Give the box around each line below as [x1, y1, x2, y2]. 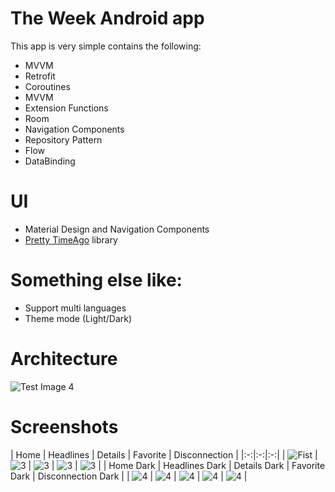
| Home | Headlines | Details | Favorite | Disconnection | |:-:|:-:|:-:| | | [10, 448, 318, 461]
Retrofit [24, 70, 56, 82]
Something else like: [10, 269, 183, 292]
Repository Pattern [24, 133, 103, 146]
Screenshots [10, 415, 119, 438]
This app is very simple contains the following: [10, 40, 202, 52]
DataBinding [24, 155, 76, 167]
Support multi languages [24, 302, 127, 314]
